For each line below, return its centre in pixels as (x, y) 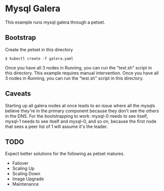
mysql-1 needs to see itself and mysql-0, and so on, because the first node (81, 121)
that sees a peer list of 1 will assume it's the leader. (56, 127)
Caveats (18, 94)
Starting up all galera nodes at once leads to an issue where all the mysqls (80, 105)
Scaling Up (23, 168)
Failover (20, 163)
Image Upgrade (28, 179)
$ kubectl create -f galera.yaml (39, 59)
